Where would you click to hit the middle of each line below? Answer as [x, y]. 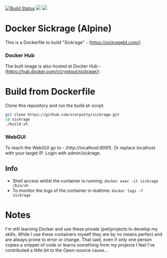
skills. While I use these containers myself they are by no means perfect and [84, 234]
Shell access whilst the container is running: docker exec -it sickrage [85, 180]
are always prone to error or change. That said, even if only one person [78, 239]
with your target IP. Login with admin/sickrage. [53, 153]
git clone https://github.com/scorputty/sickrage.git [62, 115]
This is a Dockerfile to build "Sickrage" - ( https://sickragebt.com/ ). [74, 42]
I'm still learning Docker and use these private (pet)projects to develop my [81, 229]
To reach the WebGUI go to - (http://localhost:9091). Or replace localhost [80, 148]
